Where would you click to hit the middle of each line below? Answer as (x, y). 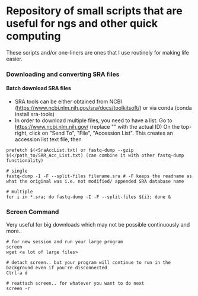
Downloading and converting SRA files (63, 74)
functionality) (25, 161)
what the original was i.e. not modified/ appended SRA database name (95, 182)
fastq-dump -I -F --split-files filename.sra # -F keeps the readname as (99, 176)
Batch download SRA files (39, 88)
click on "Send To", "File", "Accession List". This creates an (101, 133)
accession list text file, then (48, 139)
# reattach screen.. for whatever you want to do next (75, 284)
